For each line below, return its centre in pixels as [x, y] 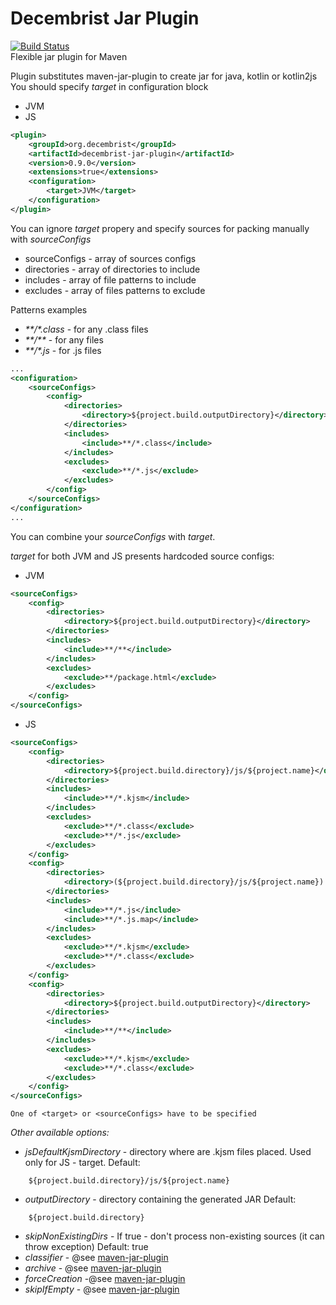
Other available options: [60, 1133]
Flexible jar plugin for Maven [69, 56]
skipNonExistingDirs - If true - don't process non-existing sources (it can [174, 1236]
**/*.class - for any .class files [86, 329]
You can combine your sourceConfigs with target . [113, 536]
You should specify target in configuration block [109, 86]
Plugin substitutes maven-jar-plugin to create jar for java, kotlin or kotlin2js [164, 76]
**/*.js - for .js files [63, 350]
